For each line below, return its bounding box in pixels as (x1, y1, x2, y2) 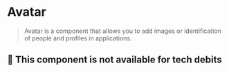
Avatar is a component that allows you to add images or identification (24, 27, 221, 35)
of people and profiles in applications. (24, 34, 133, 42)
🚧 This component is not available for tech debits (7, 54, 223, 66)
